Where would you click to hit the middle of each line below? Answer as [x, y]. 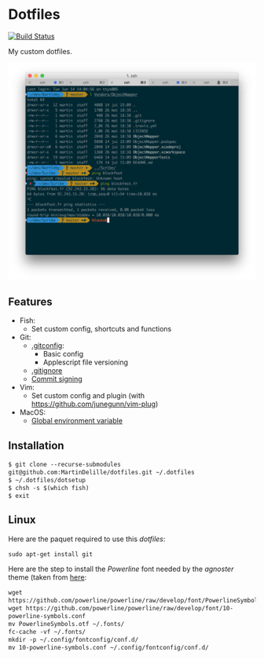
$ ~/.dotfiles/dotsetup [47, 481]
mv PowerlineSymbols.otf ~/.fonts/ [66, 624]
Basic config [63, 354]
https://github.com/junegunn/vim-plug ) [95, 404]
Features [30, 301]
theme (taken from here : [48, 577]
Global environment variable [77, 421]
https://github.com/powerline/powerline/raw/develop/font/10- [130, 608]
